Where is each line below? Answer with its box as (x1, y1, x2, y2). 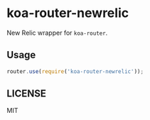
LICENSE (6, 87, 47, 100)
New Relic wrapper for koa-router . (6, 28, 108, 37)
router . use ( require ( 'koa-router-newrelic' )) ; (6, 67, 144, 75)
